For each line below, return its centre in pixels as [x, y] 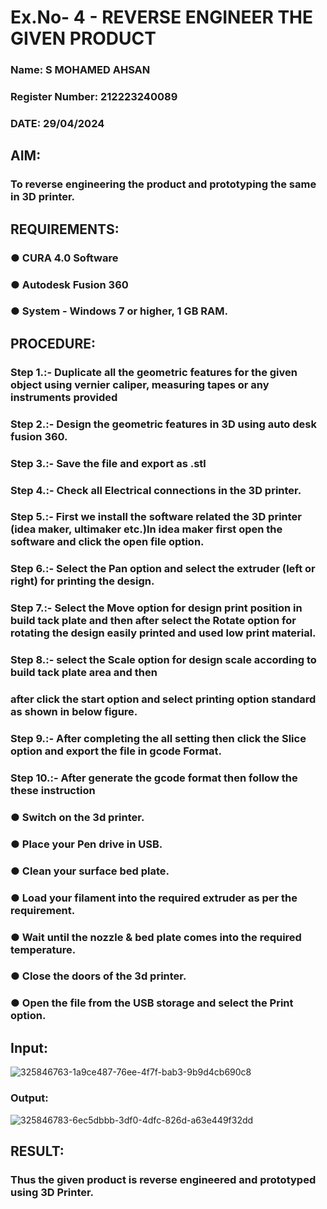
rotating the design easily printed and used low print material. [163, 633]
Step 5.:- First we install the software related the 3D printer [156, 517]
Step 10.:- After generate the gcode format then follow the [154, 778]
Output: [29, 1098]
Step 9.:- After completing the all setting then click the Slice [158, 739]
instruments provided [64, 397]
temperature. [43, 949]
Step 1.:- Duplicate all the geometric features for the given [154, 372]
